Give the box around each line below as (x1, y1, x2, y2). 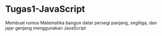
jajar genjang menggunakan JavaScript (5, 25, 86, 31)
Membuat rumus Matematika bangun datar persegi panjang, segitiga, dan (5, 20, 157, 26)
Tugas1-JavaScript (5, 3, 85, 15)
